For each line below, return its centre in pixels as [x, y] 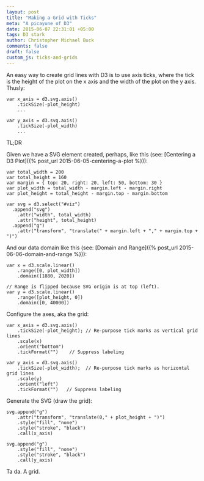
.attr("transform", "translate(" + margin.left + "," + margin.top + [108, 231]
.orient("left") [38, 384]
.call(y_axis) [35, 460]
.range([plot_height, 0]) [50, 297]
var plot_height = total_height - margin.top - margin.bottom [87, 193]
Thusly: [16, 88]
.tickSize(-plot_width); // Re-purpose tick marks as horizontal [104, 368]
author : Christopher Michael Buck [50, 40]
